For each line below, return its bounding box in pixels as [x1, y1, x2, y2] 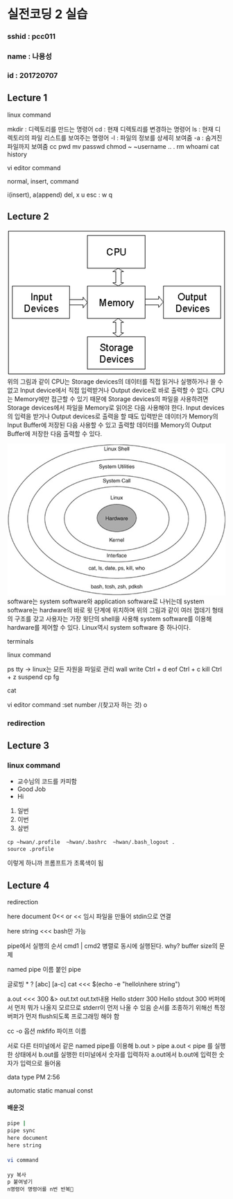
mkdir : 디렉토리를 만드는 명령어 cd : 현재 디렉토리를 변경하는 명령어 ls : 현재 [7, 124, 214, 133]
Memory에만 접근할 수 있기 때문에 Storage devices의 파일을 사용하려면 [14, 394, 209, 403]
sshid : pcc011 [7, 32, 56, 42]
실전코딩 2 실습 [7, 6, 88, 22]
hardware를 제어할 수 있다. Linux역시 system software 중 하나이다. [7, 623, 191, 631]
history [7, 150, 28, 158]
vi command [7, 1157, 39, 1164]
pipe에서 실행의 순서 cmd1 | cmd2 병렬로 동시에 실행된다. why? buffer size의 [7, 942, 218, 950]
